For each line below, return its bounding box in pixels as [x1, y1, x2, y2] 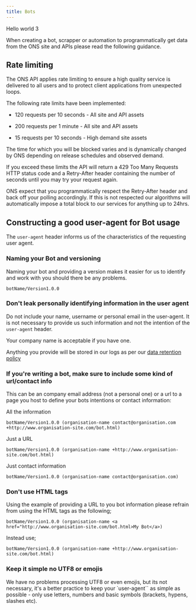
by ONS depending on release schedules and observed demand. [6, 152, 164, 159]
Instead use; [6, 535, 37, 542]
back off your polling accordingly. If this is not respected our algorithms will [6, 194, 191, 201]
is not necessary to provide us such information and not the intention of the [6, 319, 190, 326]
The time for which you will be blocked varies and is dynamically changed [6, 146, 187, 153]
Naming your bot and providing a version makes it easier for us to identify [6, 268, 185, 275]
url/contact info [6, 377, 52, 385]
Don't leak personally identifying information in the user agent [6, 299, 189, 307]
